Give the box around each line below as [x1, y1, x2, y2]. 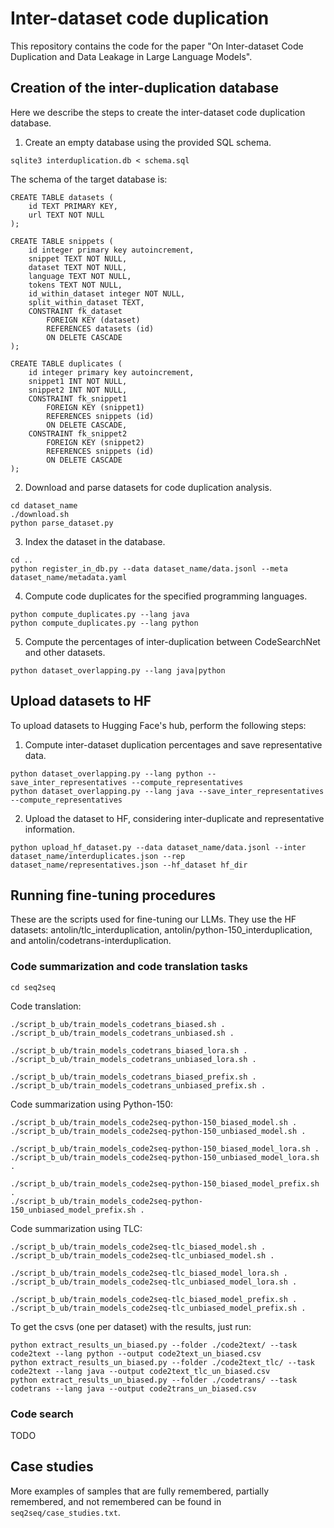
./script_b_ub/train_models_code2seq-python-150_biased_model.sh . [10, 1117, 298, 1127]
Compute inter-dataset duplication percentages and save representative [24, 738, 323, 751]
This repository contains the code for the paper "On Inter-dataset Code [10, 40, 304, 52]
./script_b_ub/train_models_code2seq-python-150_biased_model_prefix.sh [10, 1178, 320, 1189]
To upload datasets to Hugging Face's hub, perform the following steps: [10, 719, 307, 731]
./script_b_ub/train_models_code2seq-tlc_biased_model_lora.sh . [10, 1268, 288, 1278]
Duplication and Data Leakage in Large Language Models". [10, 50, 253, 62]
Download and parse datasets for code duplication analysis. [24, 481, 273, 493]
